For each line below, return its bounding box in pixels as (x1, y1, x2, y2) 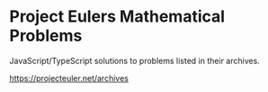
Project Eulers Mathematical (9, 6, 226, 27)
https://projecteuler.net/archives (9, 72, 129, 83)
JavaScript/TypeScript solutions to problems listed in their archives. (9, 55, 261, 66)
